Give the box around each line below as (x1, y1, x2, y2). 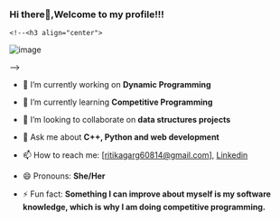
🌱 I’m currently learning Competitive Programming (22, 97, 213, 107)
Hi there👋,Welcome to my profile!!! (9, 8, 164, 21)
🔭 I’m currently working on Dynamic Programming (22, 79, 211, 90)
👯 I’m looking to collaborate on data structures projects (22, 115, 231, 125)
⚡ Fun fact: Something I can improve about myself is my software (22, 189, 271, 199)
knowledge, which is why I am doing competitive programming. (22, 202, 266, 213)
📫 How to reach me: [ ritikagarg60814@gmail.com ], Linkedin (22, 150, 248, 161)
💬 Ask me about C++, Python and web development (22, 132, 219, 143)
